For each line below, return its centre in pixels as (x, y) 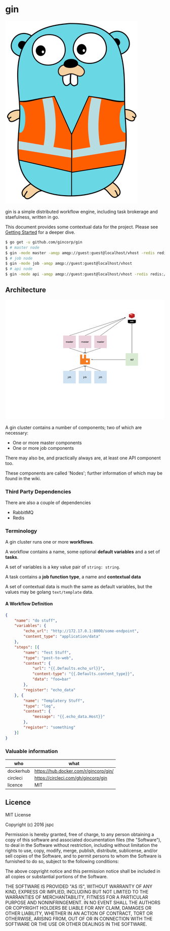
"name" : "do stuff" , (36, 620)
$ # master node (22, 247)
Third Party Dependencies (38, 491)
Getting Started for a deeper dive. (40, 232)
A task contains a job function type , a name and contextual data (73, 577)
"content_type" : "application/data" (62, 637)
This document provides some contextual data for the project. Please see (82, 227)
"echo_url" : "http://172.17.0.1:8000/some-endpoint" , (81, 631)
